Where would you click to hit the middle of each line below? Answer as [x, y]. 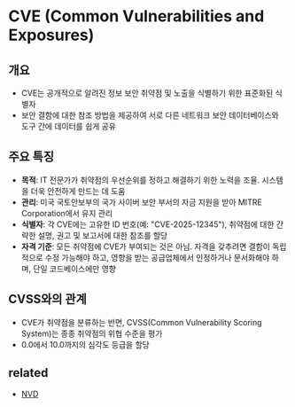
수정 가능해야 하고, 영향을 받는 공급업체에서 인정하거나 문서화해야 [157, 257]
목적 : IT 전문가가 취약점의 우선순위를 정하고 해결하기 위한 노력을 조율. [140, 180]
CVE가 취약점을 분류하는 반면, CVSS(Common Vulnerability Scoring [141, 322]
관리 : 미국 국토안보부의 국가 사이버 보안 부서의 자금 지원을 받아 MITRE [141, 202]
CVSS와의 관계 [47, 299]
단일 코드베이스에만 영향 [75, 269]
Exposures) [51, 35]
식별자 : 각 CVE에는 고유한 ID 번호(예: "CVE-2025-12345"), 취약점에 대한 [147, 224]
